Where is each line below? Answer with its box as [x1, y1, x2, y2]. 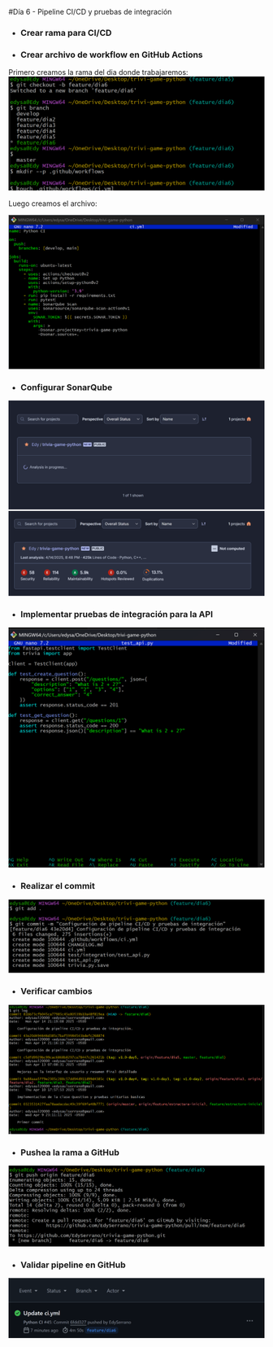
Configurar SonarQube [19, 382, 113, 393]
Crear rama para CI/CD [19, 27, 112, 38]
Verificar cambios [19, 986, 93, 997]
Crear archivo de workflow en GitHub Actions [19, 49, 203, 60]
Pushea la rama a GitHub [19, 1147, 120, 1158]
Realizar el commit [19, 881, 96, 892]
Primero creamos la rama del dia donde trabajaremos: [8, 68, 188, 77]
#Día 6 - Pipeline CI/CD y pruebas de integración [8, 7, 172, 16]
